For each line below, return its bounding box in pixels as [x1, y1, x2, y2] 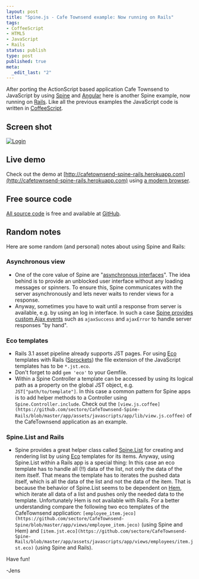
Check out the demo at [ [6, 170, 66, 178]
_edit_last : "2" [11, 69, 52, 75]
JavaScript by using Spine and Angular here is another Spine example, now [6, 92, 191, 99]
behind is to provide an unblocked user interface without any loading [14, 277, 184, 284]
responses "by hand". [14, 321, 68, 328]
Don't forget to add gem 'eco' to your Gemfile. [14, 369, 128, 376]
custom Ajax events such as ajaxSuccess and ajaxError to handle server [14, 315, 192, 322]
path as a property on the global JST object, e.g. [14, 381, 134, 389]
